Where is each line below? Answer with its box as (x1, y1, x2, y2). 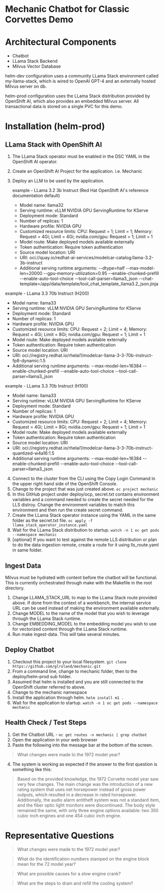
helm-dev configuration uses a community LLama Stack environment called (5, 73, 159, 79)
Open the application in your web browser (12, 736, 98, 742)
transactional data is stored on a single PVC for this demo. (5, 104, 123, 110)
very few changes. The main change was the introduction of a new (17, 781, 153, 787)
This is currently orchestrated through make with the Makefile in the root (5, 580, 152, 585)
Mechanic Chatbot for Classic (5, 3, 130, 15)
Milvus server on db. (5, 83, 47, 89)
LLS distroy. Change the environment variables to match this (12, 502, 135, 508)
